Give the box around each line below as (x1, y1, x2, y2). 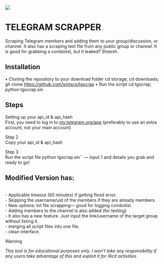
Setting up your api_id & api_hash (5, 114, 73, 120)
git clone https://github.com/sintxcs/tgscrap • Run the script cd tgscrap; (5, 81, 152, 87)
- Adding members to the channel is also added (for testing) (5, 208, 127, 214)
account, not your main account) (5, 124, 71, 131)
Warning (5, 238, 22, 244)
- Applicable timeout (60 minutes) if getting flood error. (5, 192, 117, 198)
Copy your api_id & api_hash (5, 139, 63, 145)
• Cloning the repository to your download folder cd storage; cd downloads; (5, 76, 159, 82)
